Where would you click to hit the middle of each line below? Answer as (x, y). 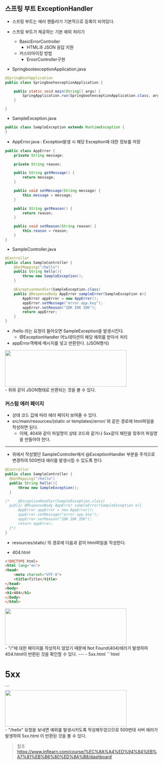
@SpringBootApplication (29, 78)
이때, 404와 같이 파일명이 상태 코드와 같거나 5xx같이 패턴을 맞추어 (82, 434)
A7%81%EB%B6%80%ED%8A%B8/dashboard (64, 757)
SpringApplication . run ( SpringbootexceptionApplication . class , (87, 96)
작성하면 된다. (25, 427)
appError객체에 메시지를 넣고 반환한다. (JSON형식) (60, 343)
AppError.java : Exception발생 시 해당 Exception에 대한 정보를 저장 (76, 141)
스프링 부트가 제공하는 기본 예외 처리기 (48, 32)
